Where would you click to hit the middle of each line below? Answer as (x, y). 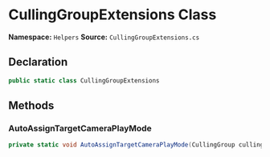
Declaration (38, 62)
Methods (31, 106)
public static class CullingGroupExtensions (84, 81)
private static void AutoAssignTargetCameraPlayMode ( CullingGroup (122, 145)
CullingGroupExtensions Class (112, 15)
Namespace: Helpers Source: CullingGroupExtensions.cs (104, 37)
